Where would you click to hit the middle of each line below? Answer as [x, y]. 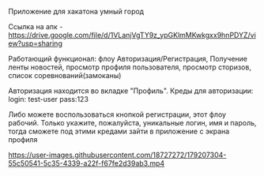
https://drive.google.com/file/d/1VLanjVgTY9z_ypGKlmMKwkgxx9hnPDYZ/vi [132, 35]
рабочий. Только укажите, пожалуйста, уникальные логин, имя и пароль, [132, 123]
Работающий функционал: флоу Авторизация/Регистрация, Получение [128, 59]
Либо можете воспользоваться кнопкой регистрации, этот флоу [117, 114]
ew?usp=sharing [36, 43]
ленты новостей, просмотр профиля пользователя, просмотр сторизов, [130, 67]
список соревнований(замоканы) [65, 75]
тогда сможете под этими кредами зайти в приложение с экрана [119, 131]
